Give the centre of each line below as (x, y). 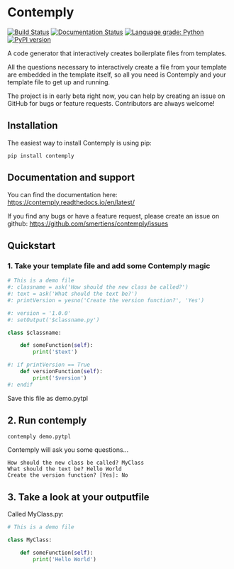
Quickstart (32, 245)
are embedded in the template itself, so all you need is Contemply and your (117, 74)
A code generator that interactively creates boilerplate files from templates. (117, 53)
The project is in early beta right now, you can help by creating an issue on (116, 96)
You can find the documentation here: (63, 194)
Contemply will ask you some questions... (68, 450)
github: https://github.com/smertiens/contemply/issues (88, 223)
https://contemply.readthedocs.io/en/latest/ (71, 202)
